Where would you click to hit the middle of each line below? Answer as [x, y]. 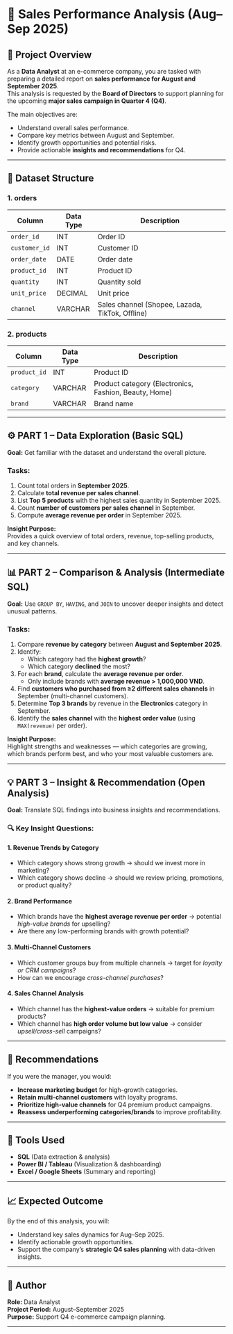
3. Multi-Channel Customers [49, 947]
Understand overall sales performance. [73, 128]
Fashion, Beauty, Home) [133, 392]
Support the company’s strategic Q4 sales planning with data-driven [116, 1249]
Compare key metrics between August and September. [96, 135]
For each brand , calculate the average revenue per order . [100, 674]
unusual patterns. [32, 611]
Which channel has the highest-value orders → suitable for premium [116, 1008]
